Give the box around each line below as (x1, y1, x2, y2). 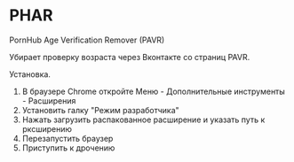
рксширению (21, 123, 73, 134)
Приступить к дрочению (21, 143, 115, 153)
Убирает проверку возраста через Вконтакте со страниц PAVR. (9, 51, 250, 62)
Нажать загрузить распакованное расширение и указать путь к (21, 114, 266, 125)
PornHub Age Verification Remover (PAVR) (9, 35, 165, 45)
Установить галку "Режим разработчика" (21, 104, 179, 115)
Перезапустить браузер (21, 133, 114, 143)
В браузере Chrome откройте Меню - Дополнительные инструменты (21, 86, 286, 96)
